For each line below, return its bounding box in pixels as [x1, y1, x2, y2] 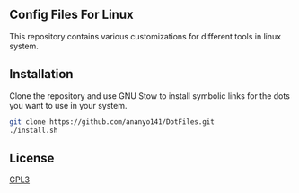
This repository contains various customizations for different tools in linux [9, 31, 281, 41]
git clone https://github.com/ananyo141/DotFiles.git [9, 117, 215, 127]
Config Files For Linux [9, 7, 134, 22]
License [9, 150, 55, 165]
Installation [9, 66, 74, 82]
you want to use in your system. [9, 100, 128, 110]
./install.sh [9, 126, 58, 135]
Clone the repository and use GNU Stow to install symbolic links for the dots [9, 90, 290, 101]
